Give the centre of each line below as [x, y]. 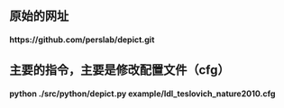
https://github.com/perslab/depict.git [82, 40]
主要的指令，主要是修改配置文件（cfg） [119, 70]
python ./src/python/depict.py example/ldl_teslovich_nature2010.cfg [142, 94]
